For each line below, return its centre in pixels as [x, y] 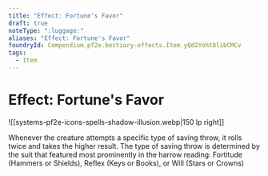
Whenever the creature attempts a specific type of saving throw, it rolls [125, 138]
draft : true [28, 23]
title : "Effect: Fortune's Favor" [66, 16]
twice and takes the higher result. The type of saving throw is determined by [134, 146]
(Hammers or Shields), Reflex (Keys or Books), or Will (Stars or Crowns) [126, 163]
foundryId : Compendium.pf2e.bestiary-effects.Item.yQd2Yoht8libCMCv [125, 46]
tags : [17, 53]
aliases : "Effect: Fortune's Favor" [69, 38]
